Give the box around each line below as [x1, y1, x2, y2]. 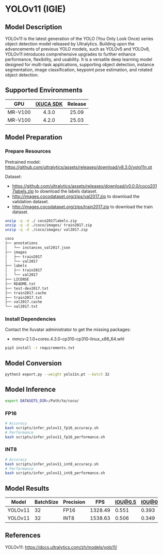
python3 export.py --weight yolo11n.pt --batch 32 [5, 372, 110, 377]
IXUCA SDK [35, 100, 63, 107]
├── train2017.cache [5, 290, 47, 295]
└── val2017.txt [5, 304, 38, 309]
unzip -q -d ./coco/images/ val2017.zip [5, 228, 88, 232]
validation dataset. [12, 198, 49, 204]
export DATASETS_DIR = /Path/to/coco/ [5, 398, 79, 403]
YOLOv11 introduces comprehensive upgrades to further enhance [5, 51, 136, 57]
